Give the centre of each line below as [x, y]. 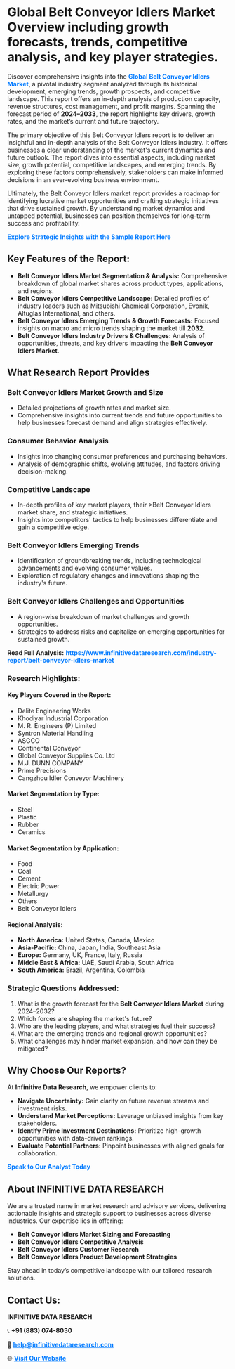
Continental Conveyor [49, 748]
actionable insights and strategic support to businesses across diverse [109, 1214]
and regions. [35, 291]
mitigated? [33, 1049]
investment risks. [42, 1108]
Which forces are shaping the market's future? [85, 1018]
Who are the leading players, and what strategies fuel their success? [116, 1026]
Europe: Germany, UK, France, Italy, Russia [80, 955]
